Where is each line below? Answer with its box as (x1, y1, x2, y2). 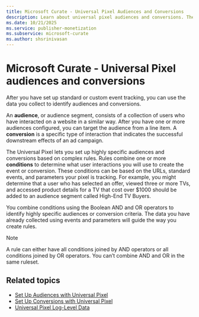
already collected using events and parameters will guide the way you (6, 216, 176, 223)
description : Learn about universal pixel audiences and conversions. (6, 14, 184, 20)
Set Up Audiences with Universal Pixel (14, 291, 108, 298)
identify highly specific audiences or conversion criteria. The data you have (6, 210, 190, 217)
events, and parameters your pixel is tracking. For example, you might (6, 173, 176, 181)
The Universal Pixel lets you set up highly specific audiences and (6, 148, 165, 155)
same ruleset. (6, 258, 40, 265)
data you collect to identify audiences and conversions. (6, 100, 142, 107)
